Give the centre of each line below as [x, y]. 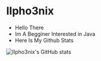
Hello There [29, 28]
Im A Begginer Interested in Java [55, 33]
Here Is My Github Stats [44, 40]
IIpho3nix [30, 11]
